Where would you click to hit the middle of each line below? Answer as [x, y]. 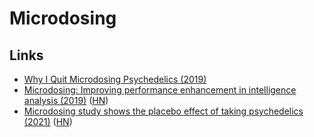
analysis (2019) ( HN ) [66, 100]
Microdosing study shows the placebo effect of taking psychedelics [163, 111]
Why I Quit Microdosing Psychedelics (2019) [115, 79]
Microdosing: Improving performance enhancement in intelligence [160, 90]
